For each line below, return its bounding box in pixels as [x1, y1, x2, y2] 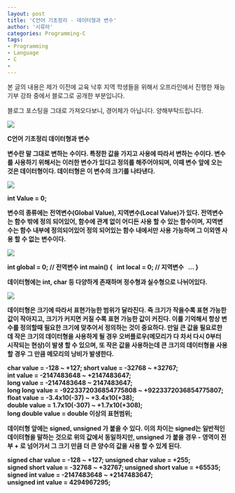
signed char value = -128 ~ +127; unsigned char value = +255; [7, 455, 191, 464]
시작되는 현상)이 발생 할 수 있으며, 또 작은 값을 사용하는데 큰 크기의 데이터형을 [7, 341, 215, 349]
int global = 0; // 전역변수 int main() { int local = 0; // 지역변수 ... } [7, 262, 199, 271]
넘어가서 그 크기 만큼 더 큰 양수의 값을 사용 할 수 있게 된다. [27, 441, 182, 450]
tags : [7, 36, 23, 43]
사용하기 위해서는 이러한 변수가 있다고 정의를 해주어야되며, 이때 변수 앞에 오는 [14, 158, 222, 166]
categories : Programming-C [7, 29, 86, 37]
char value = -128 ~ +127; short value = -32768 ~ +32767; [7, 363, 178, 372]
